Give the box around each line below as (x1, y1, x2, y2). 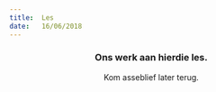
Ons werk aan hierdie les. (94, 51, 209, 64)
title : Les (9, 13, 54, 23)
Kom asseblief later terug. (103, 71, 200, 82)
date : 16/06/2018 (9, 22, 83, 31)
